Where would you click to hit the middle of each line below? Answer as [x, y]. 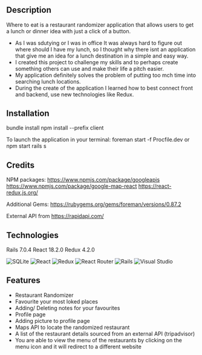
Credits [21, 165]
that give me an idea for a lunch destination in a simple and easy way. [102, 56]
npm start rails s [26, 146]
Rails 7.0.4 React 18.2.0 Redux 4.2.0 [50, 250]
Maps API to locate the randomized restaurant [72, 327]
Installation [28, 113]
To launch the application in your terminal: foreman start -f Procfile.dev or [98, 140]
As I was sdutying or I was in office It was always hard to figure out [99, 43]
